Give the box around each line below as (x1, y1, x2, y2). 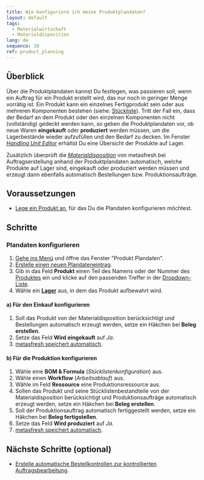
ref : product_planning (6, 49, 64, 55)
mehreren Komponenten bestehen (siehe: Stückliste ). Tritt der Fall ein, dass (6, 107, 195, 114)
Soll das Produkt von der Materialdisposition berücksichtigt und (15, 315, 175, 322)
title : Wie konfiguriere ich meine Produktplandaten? (6, 9, 146, 15)
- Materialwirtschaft (12, 26, 67, 32)
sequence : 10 (6, 43, 40, 49)
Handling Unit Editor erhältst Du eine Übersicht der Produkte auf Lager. (6, 139, 185, 147)
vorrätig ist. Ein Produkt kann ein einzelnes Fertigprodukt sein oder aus (6, 100, 185, 107)
